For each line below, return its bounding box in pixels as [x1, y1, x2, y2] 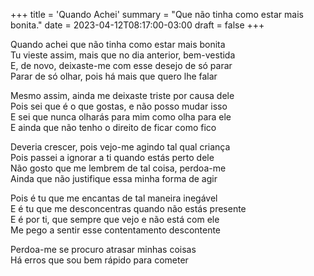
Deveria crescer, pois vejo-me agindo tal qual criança [10, 141, 231, 153]
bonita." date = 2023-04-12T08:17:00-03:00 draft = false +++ [10, 19, 265, 31]
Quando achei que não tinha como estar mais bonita [10, 39, 226, 50]
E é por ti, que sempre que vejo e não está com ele [10, 214, 220, 225]
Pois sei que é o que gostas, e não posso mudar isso [10, 100, 228, 112]
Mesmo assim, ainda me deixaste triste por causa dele [10, 90, 235, 101]
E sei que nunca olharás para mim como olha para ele [10, 111, 232, 123]
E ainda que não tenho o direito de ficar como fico [10, 122, 217, 133]
